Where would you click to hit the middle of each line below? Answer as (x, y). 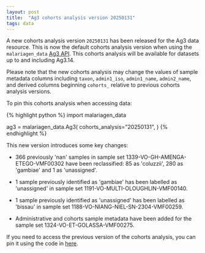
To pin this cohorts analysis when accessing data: (69, 103)
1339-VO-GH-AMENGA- (156, 157)
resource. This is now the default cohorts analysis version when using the (99, 47)
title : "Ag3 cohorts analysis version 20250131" (71, 18)
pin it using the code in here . (42, 244)
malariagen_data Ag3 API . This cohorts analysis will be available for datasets (103, 54)
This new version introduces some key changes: (67, 145)
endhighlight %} (27, 134)
